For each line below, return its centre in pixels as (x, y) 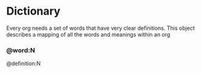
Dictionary (33, 11)
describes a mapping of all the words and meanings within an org (88, 34)
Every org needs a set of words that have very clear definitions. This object (100, 28)
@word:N (21, 50)
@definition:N (23, 64)
